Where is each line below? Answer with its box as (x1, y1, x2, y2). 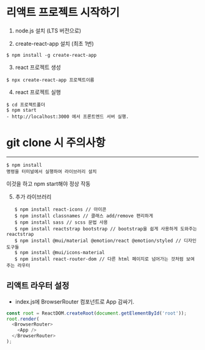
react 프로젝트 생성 (15, 64, 61, 71)
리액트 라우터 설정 (6, 280, 70, 291)
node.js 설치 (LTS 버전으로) (15, 27, 81, 34)
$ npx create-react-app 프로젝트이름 (6, 77, 95, 83)
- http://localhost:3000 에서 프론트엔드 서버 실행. (6, 114, 129, 120)
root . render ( (6, 316, 40, 322)
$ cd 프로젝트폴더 (6, 101, 46, 108)
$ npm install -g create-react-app (6, 52, 97, 58)
